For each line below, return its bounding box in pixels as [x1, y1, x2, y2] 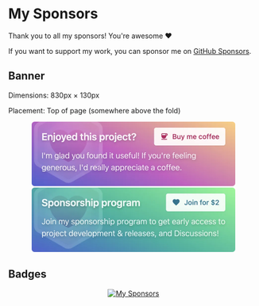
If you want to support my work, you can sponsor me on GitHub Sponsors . [8, 46, 252, 55]
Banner [8, 69, 45, 83]
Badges [8, 267, 47, 281]
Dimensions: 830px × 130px [8, 90, 100, 100]
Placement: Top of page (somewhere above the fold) [8, 105, 181, 115]
